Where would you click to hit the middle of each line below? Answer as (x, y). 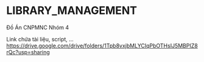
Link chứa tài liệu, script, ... (40, 39)
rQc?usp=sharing (28, 52)
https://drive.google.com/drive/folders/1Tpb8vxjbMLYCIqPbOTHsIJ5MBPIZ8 (102, 46)
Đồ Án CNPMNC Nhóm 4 (38, 27)
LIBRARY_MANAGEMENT (72, 11)
